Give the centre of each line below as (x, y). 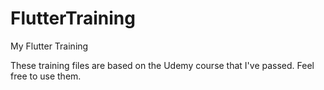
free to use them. (46, 76)
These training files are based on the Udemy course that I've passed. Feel (162, 65)
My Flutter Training (49, 46)
